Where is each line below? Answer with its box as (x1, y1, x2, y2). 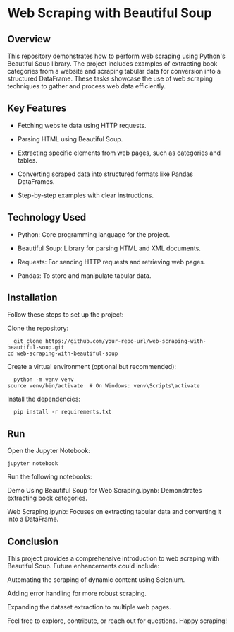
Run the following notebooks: (7, 472, 92, 481)
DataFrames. (17, 177, 55, 185)
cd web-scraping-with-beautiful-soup (7, 350, 118, 358)
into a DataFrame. (7, 515, 59, 524)
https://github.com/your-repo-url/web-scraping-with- (44, 338, 207, 345)
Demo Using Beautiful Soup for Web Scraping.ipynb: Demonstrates (7, 486, 202, 495)
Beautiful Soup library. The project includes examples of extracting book (7, 59, 218, 68)
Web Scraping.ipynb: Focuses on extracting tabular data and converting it (7, 508, 221, 516)
